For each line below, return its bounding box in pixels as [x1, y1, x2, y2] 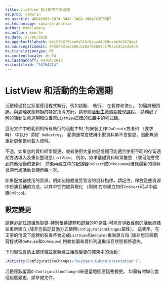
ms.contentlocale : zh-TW [5, 53, 56, 58]
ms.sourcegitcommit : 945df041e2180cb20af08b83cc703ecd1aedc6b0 [5, 44, 138, 49]
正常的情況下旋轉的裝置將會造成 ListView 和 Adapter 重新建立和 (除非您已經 [5, 232, 154, 238]
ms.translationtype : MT [5, 48, 54, 53]
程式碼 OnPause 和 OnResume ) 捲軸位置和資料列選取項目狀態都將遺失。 [9, 238, 145, 244]
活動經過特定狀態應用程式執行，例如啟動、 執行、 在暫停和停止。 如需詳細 [5, 102, 156, 109]
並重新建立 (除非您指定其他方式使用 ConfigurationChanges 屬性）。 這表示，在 [5, 226, 160, 232]
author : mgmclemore [5, 26, 45, 31]
